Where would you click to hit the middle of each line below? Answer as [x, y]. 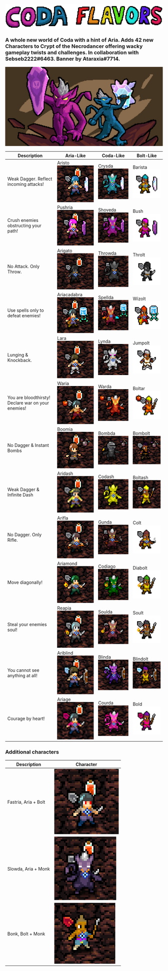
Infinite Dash [20, 495]
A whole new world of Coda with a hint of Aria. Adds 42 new [79, 40]
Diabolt [140, 568]
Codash [106, 477]
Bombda [107, 433]
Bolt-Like [147, 155]
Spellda [106, 297]
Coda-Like [113, 155]
